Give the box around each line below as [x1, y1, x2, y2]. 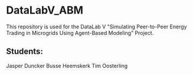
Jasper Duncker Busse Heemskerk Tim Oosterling [6, 62, 128, 69]
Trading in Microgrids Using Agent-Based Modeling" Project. [6, 29, 154, 36]
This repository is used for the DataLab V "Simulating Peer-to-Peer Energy [6, 23, 187, 30]
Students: [6, 47, 43, 57]
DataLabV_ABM [6, 4, 84, 17]
